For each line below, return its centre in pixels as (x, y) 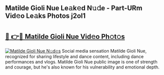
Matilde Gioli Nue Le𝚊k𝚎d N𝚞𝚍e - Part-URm (74, 8)
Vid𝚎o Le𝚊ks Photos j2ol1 (45, 16)
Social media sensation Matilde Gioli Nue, (104, 51)
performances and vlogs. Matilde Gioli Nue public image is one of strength (81, 62)
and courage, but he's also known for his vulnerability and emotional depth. (82, 67)
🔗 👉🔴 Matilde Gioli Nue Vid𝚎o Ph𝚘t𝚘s (65, 37)
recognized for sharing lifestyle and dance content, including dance (75, 56)
